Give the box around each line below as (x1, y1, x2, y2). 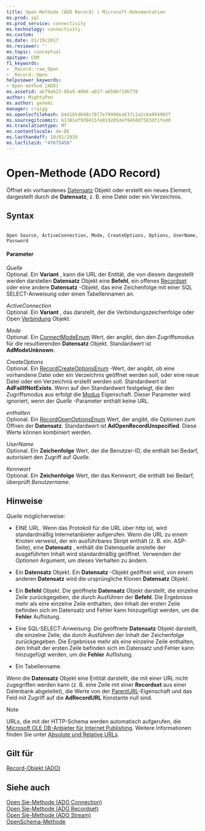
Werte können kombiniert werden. (6, 428, 92, 436)
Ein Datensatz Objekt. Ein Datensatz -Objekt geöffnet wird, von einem (15, 568, 193, 576)
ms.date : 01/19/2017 (6, 37, 59, 43)
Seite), (15, 543, 32, 551)
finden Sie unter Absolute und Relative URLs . (6, 731, 119, 738)
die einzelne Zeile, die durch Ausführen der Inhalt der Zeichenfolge (15, 631, 185, 638)
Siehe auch (6, 782, 50, 792)
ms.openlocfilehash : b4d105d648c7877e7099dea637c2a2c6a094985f (6, 111, 171, 117)
